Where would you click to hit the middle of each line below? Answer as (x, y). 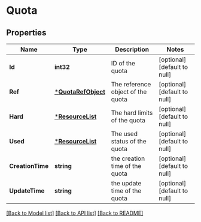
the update (126, 183)
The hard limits (132, 113)
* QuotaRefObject (80, 92)
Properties (26, 33)
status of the (129, 141)
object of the (129, 92)
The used (124, 134)
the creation (128, 158)
